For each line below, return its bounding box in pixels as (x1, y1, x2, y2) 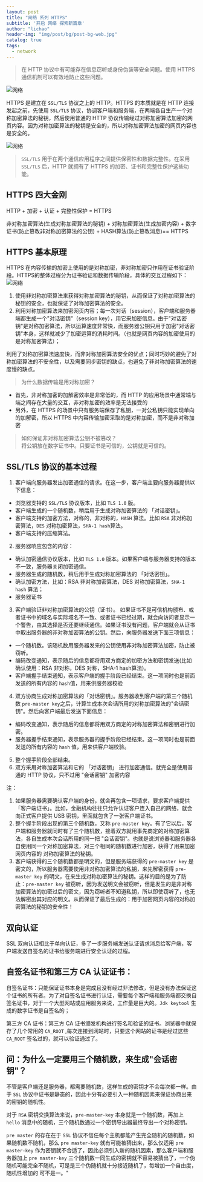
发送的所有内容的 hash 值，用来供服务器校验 (14, 679, 123, 687)
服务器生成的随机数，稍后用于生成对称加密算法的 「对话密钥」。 (14, 570, 173, 578)
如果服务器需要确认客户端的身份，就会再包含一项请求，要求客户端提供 (14, 797, 190, 804)
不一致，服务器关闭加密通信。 (14, 563, 89, 570)
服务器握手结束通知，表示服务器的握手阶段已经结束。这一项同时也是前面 (14, 736, 195, 743)
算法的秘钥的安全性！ (20, 903, 74, 910)
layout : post (6, 8, 39, 15)
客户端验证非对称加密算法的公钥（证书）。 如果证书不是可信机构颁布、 (14, 606, 189, 613)
